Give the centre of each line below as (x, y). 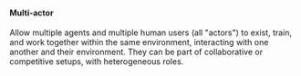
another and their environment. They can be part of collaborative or (136, 52)
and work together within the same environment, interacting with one (139, 43)
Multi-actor (31, 13)
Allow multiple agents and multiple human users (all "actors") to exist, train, (151, 33)
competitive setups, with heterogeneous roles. (97, 62)
